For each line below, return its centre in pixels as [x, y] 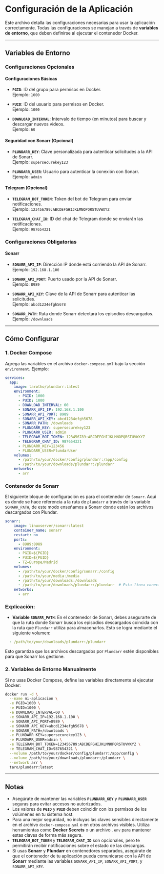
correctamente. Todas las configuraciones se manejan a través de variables [82, 27]
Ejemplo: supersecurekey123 [40, 162]
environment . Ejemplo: [27, 369]
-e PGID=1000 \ [25, 703]
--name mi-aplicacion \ [33, 699]
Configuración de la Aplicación [69, 9]
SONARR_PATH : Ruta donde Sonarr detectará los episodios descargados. [83, 313]
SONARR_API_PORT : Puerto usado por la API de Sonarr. [64, 279]
